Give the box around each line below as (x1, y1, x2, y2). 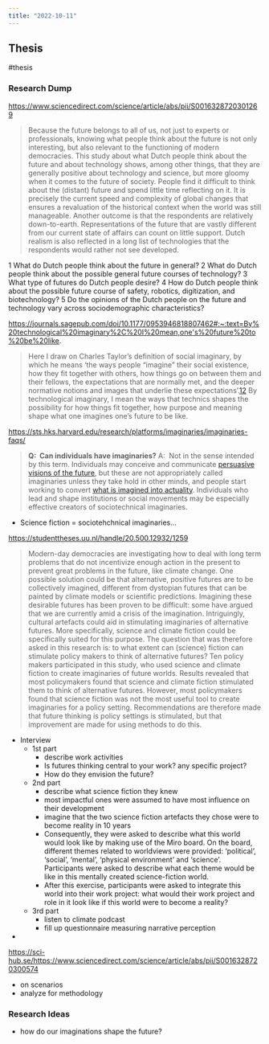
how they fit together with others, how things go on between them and (27, 368, 262, 378)
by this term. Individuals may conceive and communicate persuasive (27, 459, 255, 469)
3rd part (31, 906, 59, 915)
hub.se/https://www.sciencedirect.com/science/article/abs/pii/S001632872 (8, 956, 259, 965)
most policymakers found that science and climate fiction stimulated (27, 677, 255, 686)
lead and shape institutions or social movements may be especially (27, 493, 250, 503)
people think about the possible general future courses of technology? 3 (8, 268, 248, 278)
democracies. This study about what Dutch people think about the (27, 150, 247, 161)
